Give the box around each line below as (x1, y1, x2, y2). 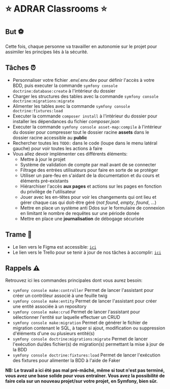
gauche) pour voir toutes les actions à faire (12, 145, 103, 152)
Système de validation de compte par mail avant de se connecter (20, 161, 156, 167)
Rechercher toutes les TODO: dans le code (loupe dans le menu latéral (12, 140, 157, 146)
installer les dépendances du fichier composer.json (12, 118, 120, 124)
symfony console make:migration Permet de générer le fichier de (12, 320, 148, 326)
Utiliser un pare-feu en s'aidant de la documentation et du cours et (20, 172, 160, 178)
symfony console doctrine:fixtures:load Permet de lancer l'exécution (12, 352, 161, 358)
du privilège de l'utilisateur (20, 188, 76, 195)
